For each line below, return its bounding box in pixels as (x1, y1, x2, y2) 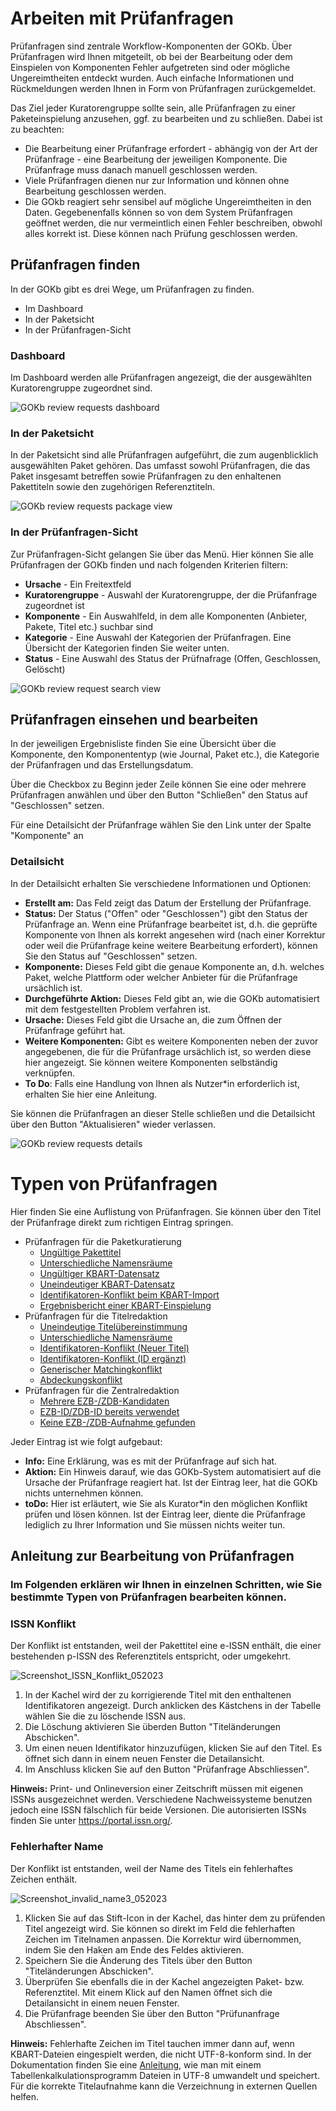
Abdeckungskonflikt (39, 1373, 123, 1386)
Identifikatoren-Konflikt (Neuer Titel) (39, 1342, 190, 1354)
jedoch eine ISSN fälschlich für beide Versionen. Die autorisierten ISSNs (10, 1804, 307, 1816)
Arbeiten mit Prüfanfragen (10, 7, 234, 30)
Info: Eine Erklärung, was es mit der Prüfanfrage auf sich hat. (24, 1455, 278, 1467)
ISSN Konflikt (10, 1617, 77, 1631)
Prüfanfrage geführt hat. (24, 1024, 126, 1036)
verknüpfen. (24, 1067, 76, 1079)
